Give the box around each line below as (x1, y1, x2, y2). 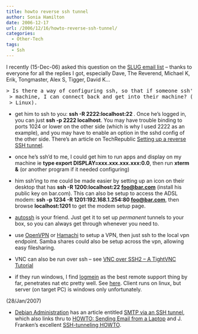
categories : (6, 31, 35, 37)
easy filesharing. (14, 244, 56, 251)
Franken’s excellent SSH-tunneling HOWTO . (14, 321, 122, 328)
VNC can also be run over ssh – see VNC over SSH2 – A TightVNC (14, 255, 176, 262)
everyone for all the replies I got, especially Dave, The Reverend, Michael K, (6, 69, 190, 77)
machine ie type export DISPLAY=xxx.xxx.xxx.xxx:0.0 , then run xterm (14, 159, 190, 166)
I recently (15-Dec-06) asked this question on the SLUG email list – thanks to (6, 63, 192, 70)
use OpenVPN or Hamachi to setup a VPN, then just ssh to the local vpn (14, 231, 190, 238)
